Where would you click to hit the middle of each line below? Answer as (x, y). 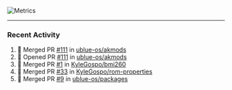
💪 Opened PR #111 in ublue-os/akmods (72, 57)
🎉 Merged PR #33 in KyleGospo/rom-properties (85, 71)
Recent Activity (34, 34)
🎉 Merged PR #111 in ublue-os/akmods (71, 50)
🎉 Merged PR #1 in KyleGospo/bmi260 (71, 65)
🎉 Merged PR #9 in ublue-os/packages (72, 79)
